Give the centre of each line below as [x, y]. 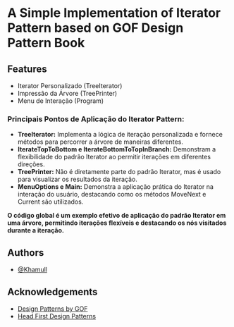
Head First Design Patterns [57, 316]
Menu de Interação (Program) [61, 101]
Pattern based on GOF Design [96, 28]
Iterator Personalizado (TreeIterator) [70, 86]
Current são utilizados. [50, 202]
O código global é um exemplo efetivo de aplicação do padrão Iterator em [117, 216]
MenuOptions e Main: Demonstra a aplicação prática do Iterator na [115, 187]
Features [27, 69]
